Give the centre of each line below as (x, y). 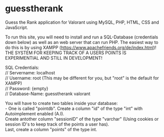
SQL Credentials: (22, 68)
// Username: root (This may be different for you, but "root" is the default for (82, 78)
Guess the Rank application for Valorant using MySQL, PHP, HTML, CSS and (82, 22)
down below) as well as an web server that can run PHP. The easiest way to (82, 42)
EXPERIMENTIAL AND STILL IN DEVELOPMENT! (54, 58)
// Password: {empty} (27, 88)
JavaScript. (17, 27)
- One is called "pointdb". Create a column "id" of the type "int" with (74, 108)
